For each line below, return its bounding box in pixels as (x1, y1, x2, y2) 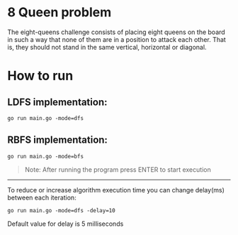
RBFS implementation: (7, 134, 108, 146)
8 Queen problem (7, 4, 112, 21)
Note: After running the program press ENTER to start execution (24, 165, 211, 174)
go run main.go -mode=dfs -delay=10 (7, 207, 115, 214)
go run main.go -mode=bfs (7, 153, 84, 160)
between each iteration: (7, 193, 76, 202)
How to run (7, 68, 74, 84)
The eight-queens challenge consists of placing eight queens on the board (7, 28, 225, 36)
